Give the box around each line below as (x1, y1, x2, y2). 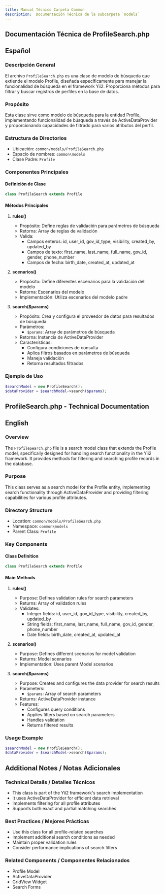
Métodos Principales (5, 202, 48, 208)
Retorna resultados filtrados (27, 361, 84, 366)
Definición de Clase (5, 181, 46, 187)
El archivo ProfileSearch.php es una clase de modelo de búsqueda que (5, 72, 150, 79)
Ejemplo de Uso (5, 373, 43, 380)
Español (5, 47, 31, 55)
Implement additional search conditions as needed (12, 834, 115, 840)
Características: (19, 339, 52, 345)
